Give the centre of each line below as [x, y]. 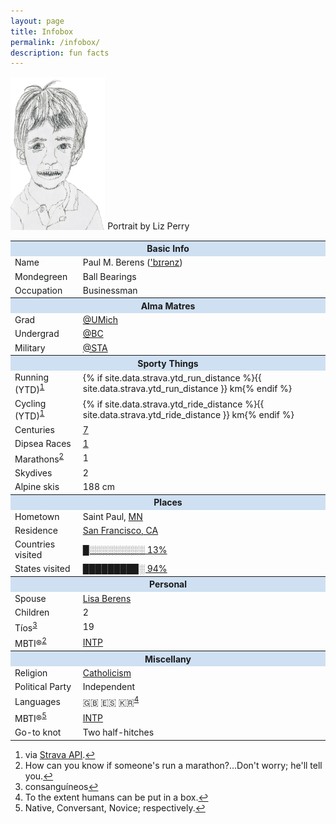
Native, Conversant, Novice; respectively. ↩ [115, 807]
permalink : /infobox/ [55, 42]
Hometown [37, 516]
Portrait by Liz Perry [148, 226]
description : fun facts [60, 53]
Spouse [30, 598]
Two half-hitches [118, 732]
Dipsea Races [43, 443]
